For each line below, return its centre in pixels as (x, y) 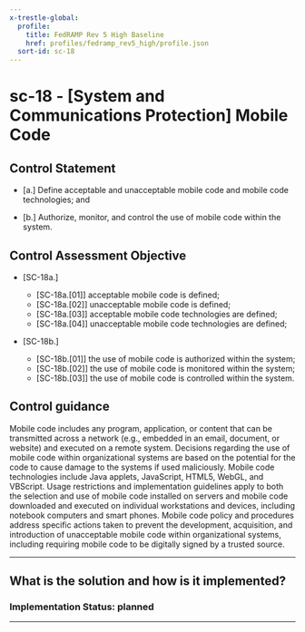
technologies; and (56, 199)
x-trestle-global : (44, 18)
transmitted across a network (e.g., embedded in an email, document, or (145, 438)
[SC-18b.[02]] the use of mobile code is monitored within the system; (165, 368)
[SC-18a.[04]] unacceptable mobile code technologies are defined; (162, 324)
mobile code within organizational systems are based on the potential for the (152, 457)
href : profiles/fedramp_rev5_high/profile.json (117, 43)
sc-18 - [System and (87, 97)
